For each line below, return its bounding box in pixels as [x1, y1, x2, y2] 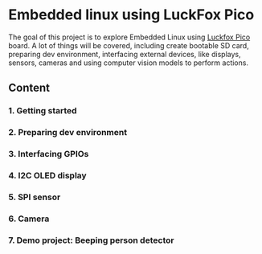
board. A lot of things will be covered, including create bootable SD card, [8, 40, 249, 50]
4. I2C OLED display [8, 170, 87, 182]
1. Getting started [8, 105, 78, 117]
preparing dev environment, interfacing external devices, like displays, [8, 49, 241, 59]
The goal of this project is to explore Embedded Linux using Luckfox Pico [8, 32, 251, 42]
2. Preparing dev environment [8, 127, 127, 138]
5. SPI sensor [8, 191, 61, 203]
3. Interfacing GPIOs [8, 149, 89, 160]
